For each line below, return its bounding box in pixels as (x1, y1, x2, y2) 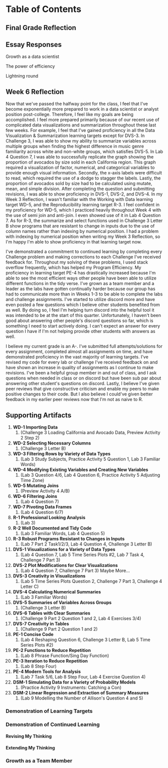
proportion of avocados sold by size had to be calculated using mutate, (5, 180, 152, 186)
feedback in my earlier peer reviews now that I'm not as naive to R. (5, 396, 143, 402)
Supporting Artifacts (5, 411, 71, 419)
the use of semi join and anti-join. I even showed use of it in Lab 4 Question (5, 212, 161, 218)
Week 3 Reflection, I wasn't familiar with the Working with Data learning (5, 196, 153, 202)
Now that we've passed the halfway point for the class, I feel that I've (5, 101, 148, 107)
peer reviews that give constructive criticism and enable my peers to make (5, 386, 159, 392)
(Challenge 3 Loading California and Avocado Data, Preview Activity (20, 429, 160, 435)
